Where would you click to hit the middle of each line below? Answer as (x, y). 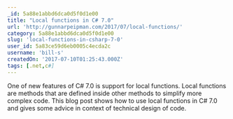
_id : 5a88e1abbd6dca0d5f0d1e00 (53, 14)
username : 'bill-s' (36, 53)
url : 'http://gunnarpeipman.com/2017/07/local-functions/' (95, 27)
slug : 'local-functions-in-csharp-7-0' (65, 40)
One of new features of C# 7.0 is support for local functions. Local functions (117, 85)
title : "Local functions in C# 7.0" (61, 20)
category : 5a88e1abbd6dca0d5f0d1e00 (61, 33)
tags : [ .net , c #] (31, 66)
